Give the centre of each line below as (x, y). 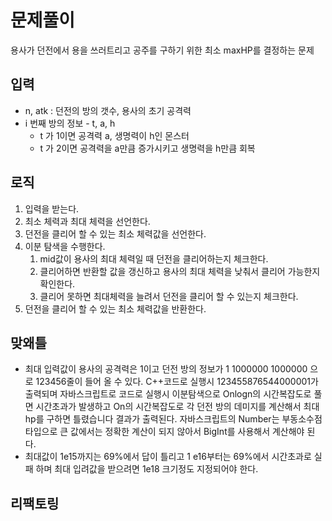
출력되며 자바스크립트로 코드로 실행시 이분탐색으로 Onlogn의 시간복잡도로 (168, 394)
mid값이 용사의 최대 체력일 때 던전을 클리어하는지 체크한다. (154, 258)
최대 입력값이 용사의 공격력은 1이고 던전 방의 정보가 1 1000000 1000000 (166, 369)
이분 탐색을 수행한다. (65, 246)
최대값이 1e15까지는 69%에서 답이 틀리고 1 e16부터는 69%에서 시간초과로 (168, 457)
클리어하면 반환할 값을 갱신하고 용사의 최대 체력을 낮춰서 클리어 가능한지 (180, 271)
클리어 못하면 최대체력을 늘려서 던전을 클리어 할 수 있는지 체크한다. (169, 296)
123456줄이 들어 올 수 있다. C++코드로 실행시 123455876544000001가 (177, 382)
